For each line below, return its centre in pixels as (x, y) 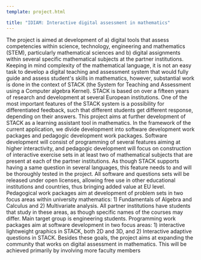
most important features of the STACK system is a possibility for (85, 103)
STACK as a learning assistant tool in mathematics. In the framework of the (99, 122)
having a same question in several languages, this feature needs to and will (99, 167)
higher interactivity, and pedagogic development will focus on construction (99, 148)
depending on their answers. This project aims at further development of (96, 116)
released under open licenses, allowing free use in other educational (91, 180)
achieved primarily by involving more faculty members (73, 250)
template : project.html (36, 12)
